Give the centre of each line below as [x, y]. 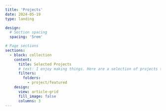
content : [23, 60]
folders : [32, 78]
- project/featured [47, 83]
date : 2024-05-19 [23, 14]
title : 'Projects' [24, 10]
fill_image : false [37, 96]
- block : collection [31, 55]
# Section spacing [29, 33]
